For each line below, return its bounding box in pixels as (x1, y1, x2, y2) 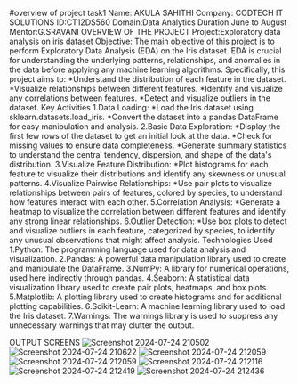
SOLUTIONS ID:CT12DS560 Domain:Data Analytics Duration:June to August (9, 17, 287, 28)
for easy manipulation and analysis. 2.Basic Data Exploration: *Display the (9, 121, 281, 132)
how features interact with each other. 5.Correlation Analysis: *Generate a (9, 197, 281, 208)
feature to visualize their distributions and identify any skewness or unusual (9, 168, 286, 179)
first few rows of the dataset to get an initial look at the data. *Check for (9, 131, 273, 141)
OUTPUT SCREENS (9, 338, 81, 347)
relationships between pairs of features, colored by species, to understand (9, 187, 283, 198)
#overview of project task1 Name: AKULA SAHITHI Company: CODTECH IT (9, 8, 284, 18)
